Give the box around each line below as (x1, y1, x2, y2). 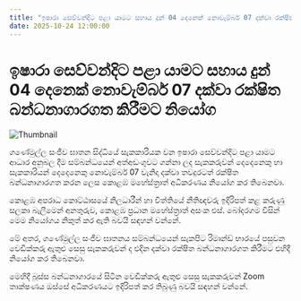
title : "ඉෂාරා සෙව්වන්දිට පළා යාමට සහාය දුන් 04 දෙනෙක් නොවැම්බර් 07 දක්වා (9, 13, 271, 22)
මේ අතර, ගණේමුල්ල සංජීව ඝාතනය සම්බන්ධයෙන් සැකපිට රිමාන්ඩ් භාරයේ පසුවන (9, 233, 286, 244)
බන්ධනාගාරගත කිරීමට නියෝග (9, 99, 217, 119)
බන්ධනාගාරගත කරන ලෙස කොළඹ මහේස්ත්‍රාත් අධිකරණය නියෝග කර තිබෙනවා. (9, 176, 285, 188)
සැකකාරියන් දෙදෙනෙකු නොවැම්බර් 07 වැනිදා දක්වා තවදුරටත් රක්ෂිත (9, 167, 239, 177)
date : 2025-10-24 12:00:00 (9, 21, 110, 30)
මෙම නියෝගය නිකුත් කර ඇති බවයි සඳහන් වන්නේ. (9, 215, 182, 226)
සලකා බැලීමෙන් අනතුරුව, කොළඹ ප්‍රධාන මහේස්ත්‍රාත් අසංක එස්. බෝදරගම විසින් (9, 205, 280, 216)
